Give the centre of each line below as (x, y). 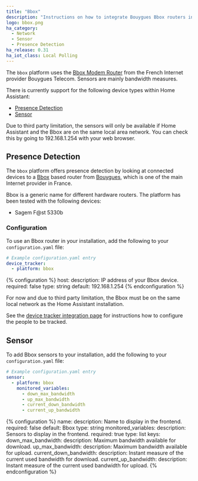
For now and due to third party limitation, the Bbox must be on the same (93, 298)
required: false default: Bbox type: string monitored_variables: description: (96, 428)
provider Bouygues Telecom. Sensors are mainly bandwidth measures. (92, 79)
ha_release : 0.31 (27, 50)
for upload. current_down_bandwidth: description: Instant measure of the (95, 453)
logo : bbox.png (25, 22)
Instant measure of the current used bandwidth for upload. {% (82, 466)
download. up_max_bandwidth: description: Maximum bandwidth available (97, 447)
